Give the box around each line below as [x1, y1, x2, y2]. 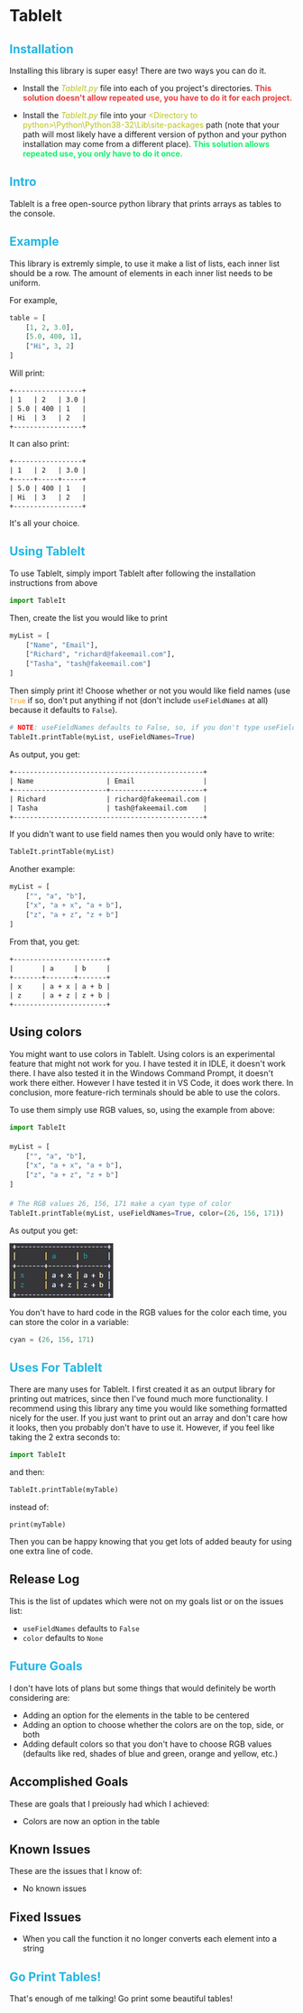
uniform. [9, 277, 41, 288]
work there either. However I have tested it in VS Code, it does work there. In [9, 1077, 294, 1088]
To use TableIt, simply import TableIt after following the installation [9, 568, 256, 579]
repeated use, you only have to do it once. [22, 148, 183, 159]
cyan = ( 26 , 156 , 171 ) [9, 1335, 95, 1344]
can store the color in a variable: [9, 1316, 129, 1327]
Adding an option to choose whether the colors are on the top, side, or [22, 1719, 284, 1730]
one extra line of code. [9, 1545, 94, 1557]
